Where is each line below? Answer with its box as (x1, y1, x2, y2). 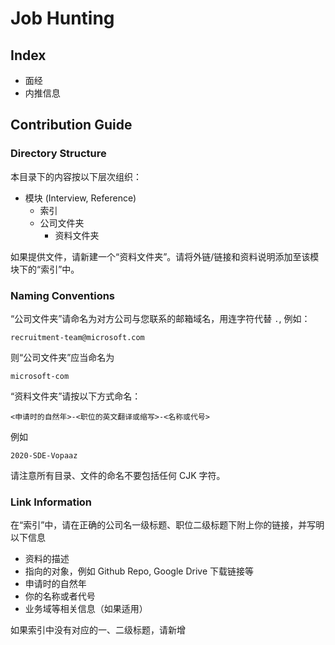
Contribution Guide (10, 117, 133, 134)
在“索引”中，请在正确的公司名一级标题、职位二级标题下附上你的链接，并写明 (10, 519, 325, 531)
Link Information (10, 495, 93, 509)
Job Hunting (10, 7, 115, 30)
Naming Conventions (10, 288, 116, 302)
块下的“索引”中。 (10, 263, 80, 275)
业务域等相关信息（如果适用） (24, 603, 148, 615)
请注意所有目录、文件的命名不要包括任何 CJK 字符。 (10, 469, 226, 481)
